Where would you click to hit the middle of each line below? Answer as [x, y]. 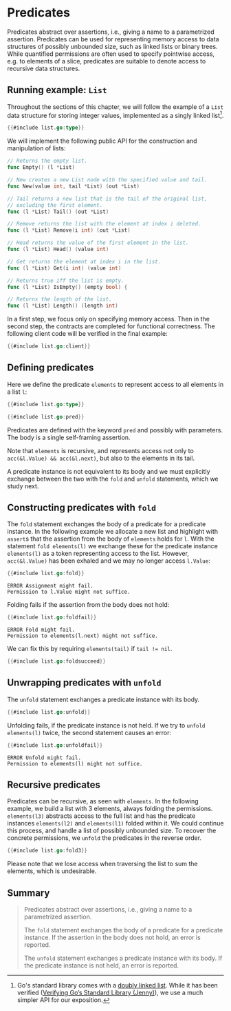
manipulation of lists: [37, 148]
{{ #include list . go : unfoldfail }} [55, 745]
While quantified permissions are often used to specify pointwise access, [111, 54]
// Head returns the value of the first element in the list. [98, 243]
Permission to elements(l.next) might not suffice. [82, 636]
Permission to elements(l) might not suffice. [75, 763]
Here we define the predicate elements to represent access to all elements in [115, 384]
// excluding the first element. [55, 205]
